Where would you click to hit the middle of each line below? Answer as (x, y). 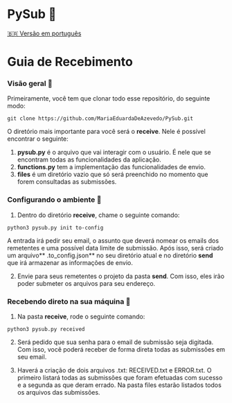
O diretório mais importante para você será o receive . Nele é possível (106, 132)
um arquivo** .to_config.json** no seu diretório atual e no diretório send (110, 255)
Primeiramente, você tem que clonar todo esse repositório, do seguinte (109, 98)
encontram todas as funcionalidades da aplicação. (89, 160)
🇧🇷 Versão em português (44, 33)
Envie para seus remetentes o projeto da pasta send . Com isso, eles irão (121, 276)
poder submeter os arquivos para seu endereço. (86, 283)
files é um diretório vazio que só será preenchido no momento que (113, 174)
